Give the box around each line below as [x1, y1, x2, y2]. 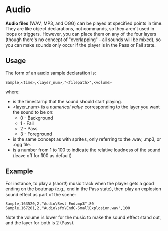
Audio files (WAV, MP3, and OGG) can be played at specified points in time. [5, 20, 163, 26]
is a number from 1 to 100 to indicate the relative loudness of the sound [12, 147, 161, 153]
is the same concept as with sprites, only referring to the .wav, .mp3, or [12, 136, 161, 142]
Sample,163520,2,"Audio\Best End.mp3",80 [5, 201, 94, 206]
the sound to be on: [12, 109, 54, 115]
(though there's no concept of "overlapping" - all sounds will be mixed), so [5, 36, 161, 43]
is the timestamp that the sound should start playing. [12, 98, 122, 104]
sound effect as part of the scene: [5, 191, 76, 197]
